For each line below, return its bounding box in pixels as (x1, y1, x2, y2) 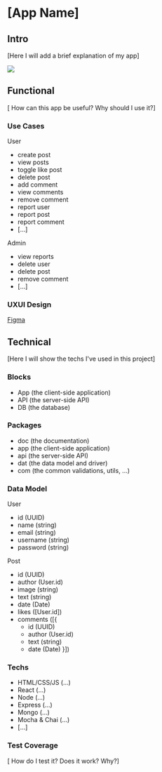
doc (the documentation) (17, 437, 90, 445)
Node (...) (17, 693, 46, 702)
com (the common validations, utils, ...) (17, 466, 130, 474)
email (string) (17, 528, 56, 537)
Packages (7, 420, 42, 430)
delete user (17, 260, 50, 268)
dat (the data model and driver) (17, 458, 108, 467)
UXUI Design (7, 300, 52, 310)
